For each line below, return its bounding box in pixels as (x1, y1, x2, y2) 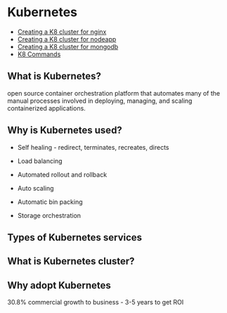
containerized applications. (7, 103, 86, 113)
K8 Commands (17, 50, 61, 58)
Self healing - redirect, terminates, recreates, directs (17, 143, 169, 151)
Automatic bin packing (17, 198, 83, 206)
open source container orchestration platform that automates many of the (7, 89, 221, 97)
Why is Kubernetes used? (7, 124, 123, 136)
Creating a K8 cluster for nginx (17, 27, 107, 36)
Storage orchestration (17, 211, 82, 219)
